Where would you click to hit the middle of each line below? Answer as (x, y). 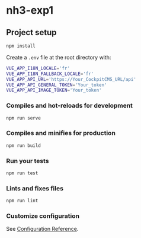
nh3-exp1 (30, 10)
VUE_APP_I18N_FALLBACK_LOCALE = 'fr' (50, 74)
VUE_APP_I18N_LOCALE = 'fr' (38, 68)
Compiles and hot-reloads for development (70, 106)
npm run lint (22, 201)
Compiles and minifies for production (61, 133)
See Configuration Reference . (42, 229)
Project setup (32, 32)
